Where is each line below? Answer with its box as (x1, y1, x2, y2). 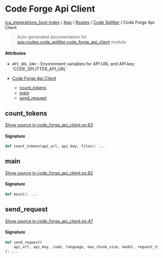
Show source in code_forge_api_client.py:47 (5, 218, 93, 224)
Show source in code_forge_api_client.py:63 (5, 122, 94, 128)
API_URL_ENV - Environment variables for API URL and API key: (12, 61, 136, 67)
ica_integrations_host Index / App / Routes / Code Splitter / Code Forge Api (5, 19, 155, 25)
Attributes (5, 50, 26, 56)
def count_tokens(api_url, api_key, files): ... (5, 144, 105, 149)
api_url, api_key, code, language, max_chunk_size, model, (14, 244, 136, 249)
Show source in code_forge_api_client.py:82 (5, 170, 93, 176)
